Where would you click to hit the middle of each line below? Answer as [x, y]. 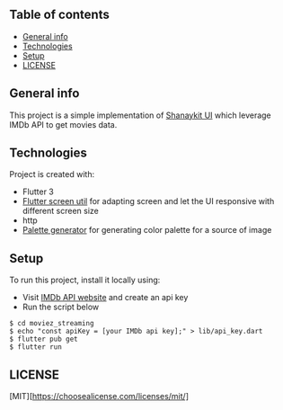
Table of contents [59, 15]
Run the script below [61, 307]
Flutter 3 [38, 192]
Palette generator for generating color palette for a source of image [147, 230]
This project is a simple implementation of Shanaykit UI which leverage [140, 115]
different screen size [60, 211]
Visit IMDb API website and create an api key [105, 298]
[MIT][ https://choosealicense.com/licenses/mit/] [99, 397]
